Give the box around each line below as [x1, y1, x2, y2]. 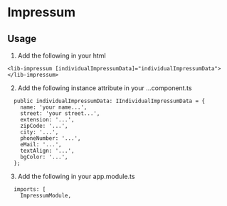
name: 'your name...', [20, 104, 88, 111]
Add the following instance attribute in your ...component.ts [17, 84, 192, 92]
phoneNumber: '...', [20, 135, 81, 142]
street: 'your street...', [20, 110, 100, 117]
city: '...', [20, 129, 59, 136]
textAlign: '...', [20, 147, 75, 154]
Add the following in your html [17, 51, 106, 60]
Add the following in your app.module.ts [17, 172, 135, 180]
